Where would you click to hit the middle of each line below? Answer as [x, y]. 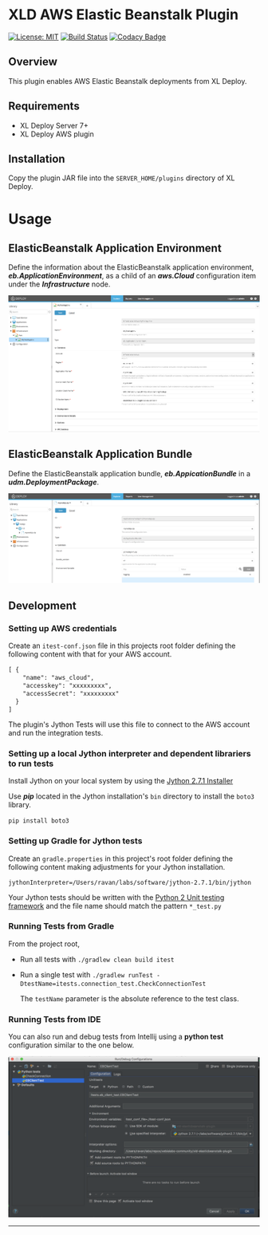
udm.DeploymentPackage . [54, 482]
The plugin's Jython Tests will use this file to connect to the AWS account [129, 724]
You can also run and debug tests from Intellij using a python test [116, 1037]
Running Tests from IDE [55, 1019]
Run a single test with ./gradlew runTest [87, 974]
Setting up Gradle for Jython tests [75, 841]
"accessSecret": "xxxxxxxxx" [71, 693]
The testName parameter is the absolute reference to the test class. [129, 998]
